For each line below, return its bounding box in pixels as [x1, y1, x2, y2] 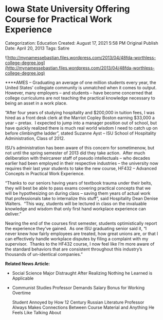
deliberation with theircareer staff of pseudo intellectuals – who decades [5, 155, 150, 161]
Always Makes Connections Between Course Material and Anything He [12, 304, 155, 310]
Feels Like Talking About [12, 309, 61, 315]
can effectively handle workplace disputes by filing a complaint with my [5, 236, 148, 241]
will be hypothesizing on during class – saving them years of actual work [5, 190, 151, 196]
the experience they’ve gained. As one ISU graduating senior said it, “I [5, 225, 147, 231]
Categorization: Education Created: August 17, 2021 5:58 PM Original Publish [5, 40, 159, 46]
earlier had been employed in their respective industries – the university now [5, 160, 159, 166]
